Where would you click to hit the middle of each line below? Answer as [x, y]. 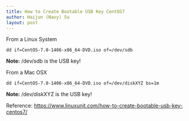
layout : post [22, 22]
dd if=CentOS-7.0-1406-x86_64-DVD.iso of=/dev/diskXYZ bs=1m [83, 83]
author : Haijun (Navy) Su [38, 17]
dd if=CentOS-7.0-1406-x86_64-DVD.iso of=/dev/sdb [69, 50]
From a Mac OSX [26, 73]
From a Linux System [31, 40]
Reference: [19, 106]
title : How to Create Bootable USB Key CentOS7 [66, 12]
